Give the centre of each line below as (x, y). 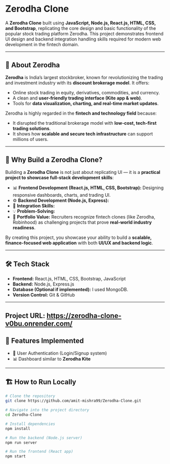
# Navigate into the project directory (47, 410)
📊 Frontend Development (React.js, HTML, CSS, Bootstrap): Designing (88, 188)
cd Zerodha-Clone (24, 415)
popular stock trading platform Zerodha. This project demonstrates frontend (84, 33)
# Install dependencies (30, 424)
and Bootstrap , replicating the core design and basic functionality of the (81, 28)
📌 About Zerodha (33, 65)
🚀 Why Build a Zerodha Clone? (54, 160)
